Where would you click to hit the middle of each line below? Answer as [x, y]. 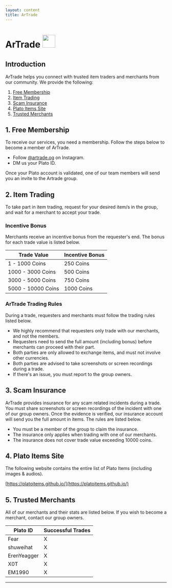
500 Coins [77, 272]
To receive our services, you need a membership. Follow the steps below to [85, 142]
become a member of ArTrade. [38, 148]
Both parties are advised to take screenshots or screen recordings [82, 363]
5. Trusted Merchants [40, 500]
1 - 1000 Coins [27, 264]
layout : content [23, 10]
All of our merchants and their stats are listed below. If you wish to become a [86, 512]
